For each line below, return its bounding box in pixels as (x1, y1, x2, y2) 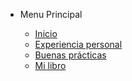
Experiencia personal (34, 39, 123, 50)
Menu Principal (19, 9, 83, 20)
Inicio (34, 28, 58, 39)
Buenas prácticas (34, 49, 107, 61)
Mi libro (34, 60, 67, 71)
